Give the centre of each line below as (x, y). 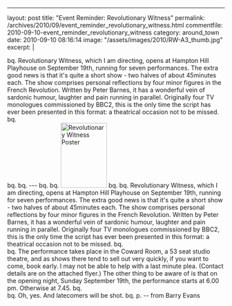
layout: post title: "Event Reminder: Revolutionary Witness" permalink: (106, 18)
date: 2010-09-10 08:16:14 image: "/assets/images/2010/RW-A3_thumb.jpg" (115, 40)
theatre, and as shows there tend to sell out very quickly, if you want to (108, 259)
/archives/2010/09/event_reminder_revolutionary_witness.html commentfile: (115, 25)
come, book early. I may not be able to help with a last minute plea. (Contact (115, 266)
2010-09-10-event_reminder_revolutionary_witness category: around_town (113, 32)
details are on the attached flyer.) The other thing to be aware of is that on (112, 273)
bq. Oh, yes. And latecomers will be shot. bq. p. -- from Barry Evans (104, 295)
